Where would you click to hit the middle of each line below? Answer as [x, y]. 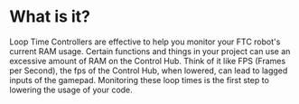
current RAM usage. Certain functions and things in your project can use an [150, 51]
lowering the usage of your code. [71, 90]
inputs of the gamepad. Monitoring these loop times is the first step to [139, 80]
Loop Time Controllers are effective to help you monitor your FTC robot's [145, 42]
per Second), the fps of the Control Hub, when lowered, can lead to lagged [149, 71]
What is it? [50, 17]
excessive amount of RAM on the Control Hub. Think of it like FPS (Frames [148, 61]
